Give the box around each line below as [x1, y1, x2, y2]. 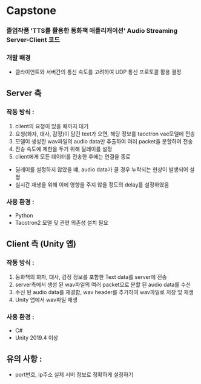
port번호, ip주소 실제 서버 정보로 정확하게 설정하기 [15, 371, 134, 379]
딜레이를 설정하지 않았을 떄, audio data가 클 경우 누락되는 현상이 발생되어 [15, 166, 189, 173]
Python [15, 212, 33, 219]
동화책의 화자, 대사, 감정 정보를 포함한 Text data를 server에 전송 [15, 273, 168, 281]
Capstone [6, 4, 56, 18]
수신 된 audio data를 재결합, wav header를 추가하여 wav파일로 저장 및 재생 [15, 289, 194, 296]
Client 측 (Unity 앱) [6, 238, 77, 249]
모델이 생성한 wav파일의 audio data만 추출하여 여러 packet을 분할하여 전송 [15, 138, 193, 145]
